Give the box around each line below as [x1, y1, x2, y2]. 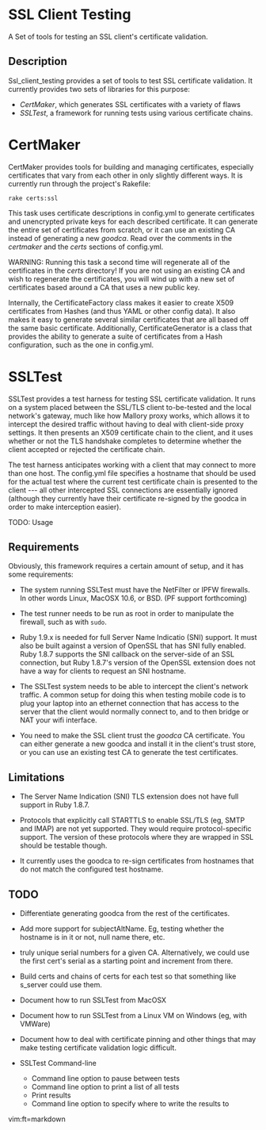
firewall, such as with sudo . [19, 617, 107, 627]
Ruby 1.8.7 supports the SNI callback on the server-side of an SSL [19, 649, 235, 659]
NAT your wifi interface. [19, 715, 97, 725]
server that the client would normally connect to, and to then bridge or [19, 707, 249, 717]
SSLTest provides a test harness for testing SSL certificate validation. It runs [8, 394, 256, 404]
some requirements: [8, 569, 74, 580]
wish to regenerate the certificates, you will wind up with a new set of [8, 274, 235, 283]
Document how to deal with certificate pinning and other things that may [19, 1035, 256, 1044]
